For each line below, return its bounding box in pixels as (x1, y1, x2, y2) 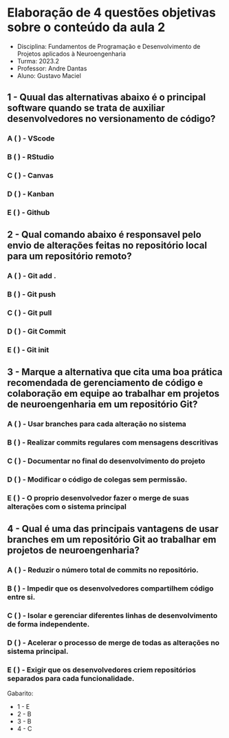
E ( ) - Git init (7, 345, 50, 354)
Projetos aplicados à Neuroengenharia (17, 50, 126, 58)
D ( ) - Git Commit (7, 327, 67, 336)
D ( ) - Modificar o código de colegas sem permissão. (7, 475, 188, 484)
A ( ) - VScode (7, 134, 55, 143)
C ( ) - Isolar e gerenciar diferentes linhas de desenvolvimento (7, 611, 218, 621)
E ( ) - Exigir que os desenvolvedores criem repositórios (7, 665, 196, 675)
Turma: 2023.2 (17, 57, 60, 65)
